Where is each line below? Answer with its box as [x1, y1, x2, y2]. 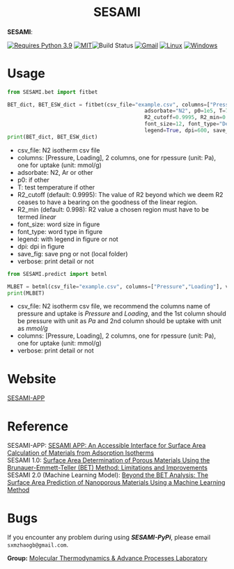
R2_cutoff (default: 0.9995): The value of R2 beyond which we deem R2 [17, 190, 224, 198]
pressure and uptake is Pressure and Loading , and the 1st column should [17, 309, 226, 318]
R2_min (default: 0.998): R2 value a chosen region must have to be [17, 205, 210, 213]
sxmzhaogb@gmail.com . [7, 540, 69, 549]
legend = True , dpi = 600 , [143, 127, 210, 134]
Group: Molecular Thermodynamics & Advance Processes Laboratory [7, 554, 208, 563]
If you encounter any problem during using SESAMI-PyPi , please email [7, 533, 211, 542]
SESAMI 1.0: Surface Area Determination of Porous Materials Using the [7, 456, 210, 465]
